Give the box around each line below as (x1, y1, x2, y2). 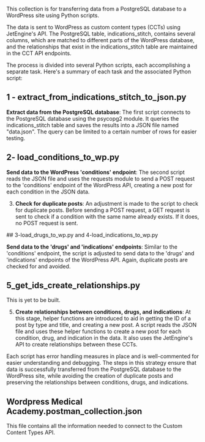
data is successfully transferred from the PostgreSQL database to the (6, 365, 182, 373)
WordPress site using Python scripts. (6, 12, 100, 19)
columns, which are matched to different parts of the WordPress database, (6, 37, 195, 43)
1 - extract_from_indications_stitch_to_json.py (6, 92, 187, 103)
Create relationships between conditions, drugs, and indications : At (15, 309, 191, 316)
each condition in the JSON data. (6, 188, 90, 195)
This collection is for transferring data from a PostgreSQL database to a (6, 6, 187, 12)
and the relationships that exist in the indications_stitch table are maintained (6, 43, 198, 50)
